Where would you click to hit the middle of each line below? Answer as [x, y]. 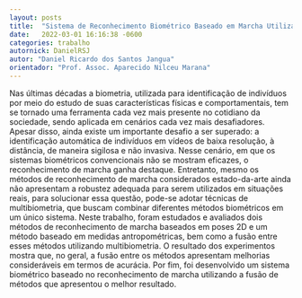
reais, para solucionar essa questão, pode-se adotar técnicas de [129, 197]
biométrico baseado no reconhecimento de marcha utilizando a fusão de [144, 274]
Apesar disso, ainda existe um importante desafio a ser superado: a [134, 131]
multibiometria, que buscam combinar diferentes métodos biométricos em [147, 207]
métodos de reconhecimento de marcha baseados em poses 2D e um [138, 226]
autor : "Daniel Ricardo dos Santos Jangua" [92, 59]
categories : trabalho [50, 43]
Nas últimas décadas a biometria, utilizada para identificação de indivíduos [148, 93]
